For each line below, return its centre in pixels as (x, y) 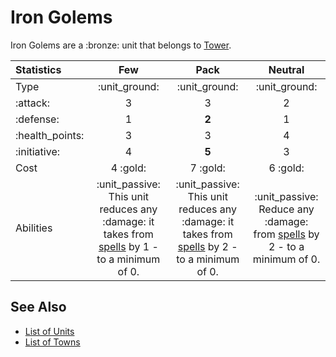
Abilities (34, 228)
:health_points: (50, 135)
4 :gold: (128, 168)
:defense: (37, 119)
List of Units (49, 331)
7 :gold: (207, 168)
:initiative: (38, 151)
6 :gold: (286, 168)
